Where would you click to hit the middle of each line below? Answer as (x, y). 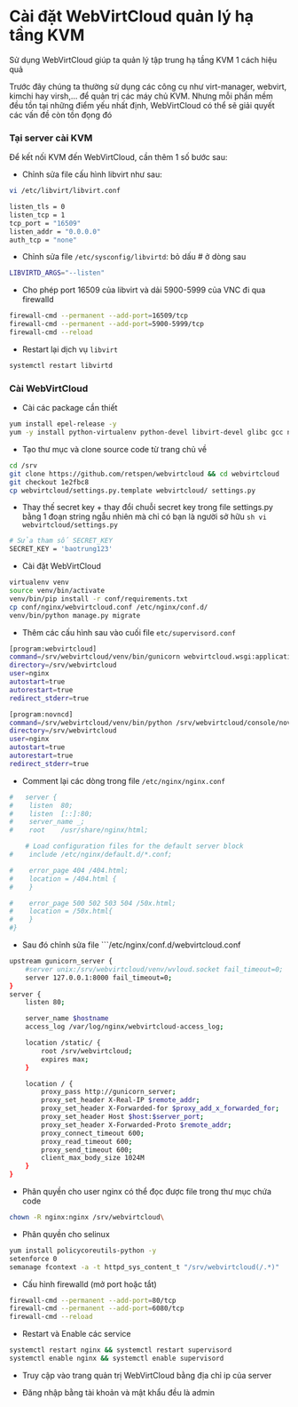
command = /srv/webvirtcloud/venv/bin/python (91, 723)
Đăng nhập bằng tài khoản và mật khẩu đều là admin (118, 1392)
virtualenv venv (39, 583)
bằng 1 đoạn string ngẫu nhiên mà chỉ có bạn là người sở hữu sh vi (145, 516)
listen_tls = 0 (37, 207)
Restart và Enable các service (76, 1334)
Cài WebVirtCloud (49, 388)
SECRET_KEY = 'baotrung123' (61, 549)
